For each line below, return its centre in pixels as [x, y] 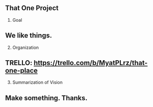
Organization [25, 47]
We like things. [29, 36]
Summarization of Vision [38, 82]
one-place [22, 71]
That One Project [32, 8]
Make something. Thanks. [46, 98]
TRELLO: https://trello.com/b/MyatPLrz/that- [76, 63]
